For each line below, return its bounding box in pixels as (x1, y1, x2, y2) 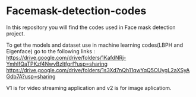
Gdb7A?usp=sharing (6, 73, 56, 80)
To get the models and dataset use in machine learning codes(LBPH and (6, 41, 183, 48)
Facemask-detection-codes (6, 4, 147, 18)
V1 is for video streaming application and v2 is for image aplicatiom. (6, 84, 172, 91)
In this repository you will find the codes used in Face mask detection (6, 24, 176, 31)
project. (6, 30, 26, 37)
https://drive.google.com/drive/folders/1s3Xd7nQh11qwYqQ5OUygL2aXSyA (6, 66, 190, 73)
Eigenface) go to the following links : (6, 47, 96, 54)
